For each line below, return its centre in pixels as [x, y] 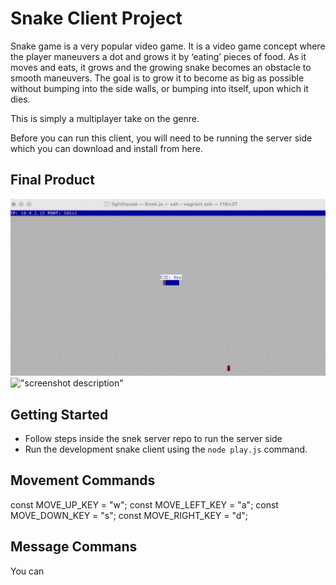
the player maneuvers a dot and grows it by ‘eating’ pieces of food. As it [158, 56]
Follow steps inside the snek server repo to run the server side [153, 439]
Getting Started [59, 414]
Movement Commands [83, 480]
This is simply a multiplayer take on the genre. [105, 118]
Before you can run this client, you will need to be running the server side [161, 138]
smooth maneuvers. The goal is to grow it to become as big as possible [157, 78]
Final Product [52, 180]
